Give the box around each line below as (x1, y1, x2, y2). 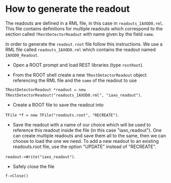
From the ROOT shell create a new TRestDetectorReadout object (12, 71, 147, 78)
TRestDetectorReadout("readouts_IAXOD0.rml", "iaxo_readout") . (5, 91, 142, 98)
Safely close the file (12, 163, 55, 170)
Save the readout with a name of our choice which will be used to (12, 121, 151, 127)
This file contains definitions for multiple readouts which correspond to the (5, 25, 163, 31)
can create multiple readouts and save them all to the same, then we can (12, 132, 166, 139)
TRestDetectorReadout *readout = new (5, 87, 86, 93)
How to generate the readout (5, 3, 130, 15)
